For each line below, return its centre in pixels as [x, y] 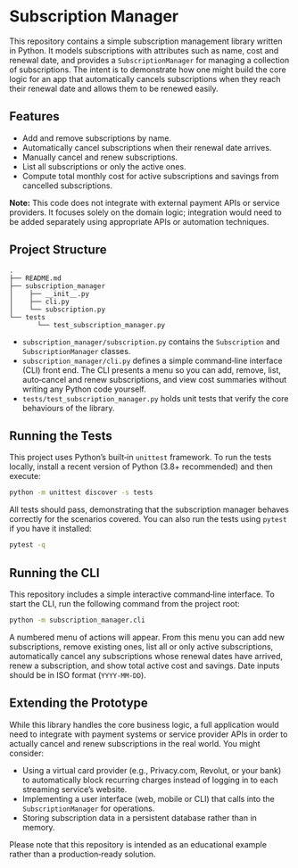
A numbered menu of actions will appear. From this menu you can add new [147, 637]
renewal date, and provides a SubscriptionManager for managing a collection [149, 60]
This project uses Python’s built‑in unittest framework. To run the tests [141, 458]
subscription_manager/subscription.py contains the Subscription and [151, 342]
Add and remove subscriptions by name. [97, 138]
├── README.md [36, 278]
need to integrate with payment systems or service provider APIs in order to [149, 734]
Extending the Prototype [79, 703]
